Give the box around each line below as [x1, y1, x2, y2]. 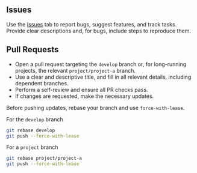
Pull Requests [6, 44, 59, 55]
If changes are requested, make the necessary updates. [14, 93, 154, 100]
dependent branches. [14, 79, 69, 86]
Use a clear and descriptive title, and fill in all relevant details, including [14, 73, 192, 80]
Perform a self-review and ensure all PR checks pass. [14, 86, 148, 93]
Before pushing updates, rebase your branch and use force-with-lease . [6, 104, 185, 111]
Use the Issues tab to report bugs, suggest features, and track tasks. [6, 20, 177, 28]
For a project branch [6, 144, 58, 151]
